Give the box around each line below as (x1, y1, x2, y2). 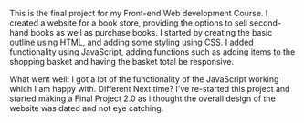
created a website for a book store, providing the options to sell (9, 17, 248, 28)
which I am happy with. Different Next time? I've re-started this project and (9, 84, 290, 94)
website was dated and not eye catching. (9, 103, 164, 113)
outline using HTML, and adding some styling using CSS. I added (9, 36, 254, 47)
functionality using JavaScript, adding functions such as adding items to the (9, 46, 296, 57)
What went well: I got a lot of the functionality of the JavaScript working (9, 74, 279, 85)
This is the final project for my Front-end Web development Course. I (9, 8, 268, 18)
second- (249, 17, 281, 28)
